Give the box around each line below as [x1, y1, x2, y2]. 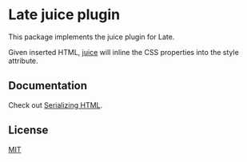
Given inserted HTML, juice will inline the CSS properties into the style [8, 47, 240, 57]
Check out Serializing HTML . [8, 100, 103, 109]
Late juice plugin [8, 6, 121, 24]
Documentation [8, 79, 88, 93]
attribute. [8, 56, 38, 65]
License [8, 124, 49, 137]
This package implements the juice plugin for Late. [8, 32, 175, 41]
